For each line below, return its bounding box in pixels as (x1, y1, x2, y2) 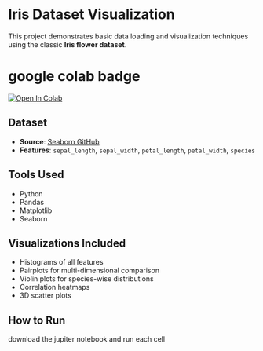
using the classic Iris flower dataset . (8, 39, 127, 49)
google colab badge (8, 68, 141, 86)
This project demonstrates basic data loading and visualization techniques (8, 31, 249, 41)
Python (19, 188, 43, 198)
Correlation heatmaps (19, 283, 90, 292)
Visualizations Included (8, 236, 126, 250)
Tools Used (8, 168, 64, 181)
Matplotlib (19, 206, 53, 215)
